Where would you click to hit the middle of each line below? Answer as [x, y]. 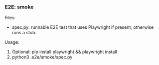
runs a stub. [24, 33]
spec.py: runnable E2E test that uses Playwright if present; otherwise [83, 27]
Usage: [12, 42]
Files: [10, 18]
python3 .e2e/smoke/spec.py [42, 57]
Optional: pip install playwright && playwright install [65, 52]
